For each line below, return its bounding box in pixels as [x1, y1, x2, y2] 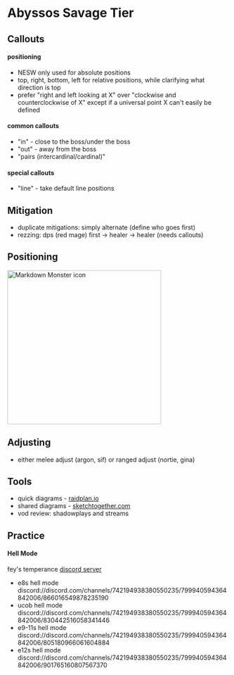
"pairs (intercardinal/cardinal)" [17, 152, 106, 160]
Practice [7, 529, 45, 541]
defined [17, 106, 41, 114]
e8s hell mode [17, 579, 59, 587]
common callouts [7, 122, 60, 130]
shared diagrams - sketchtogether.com [17, 502, 131, 510]
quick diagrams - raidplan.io [17, 494, 100, 503]
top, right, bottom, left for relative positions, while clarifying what [17, 75, 205, 84]
